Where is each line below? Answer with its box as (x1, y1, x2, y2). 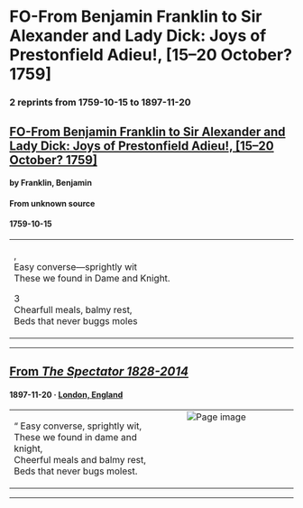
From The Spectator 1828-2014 (9, 364, 189, 380)
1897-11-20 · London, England (9, 389, 124, 400)
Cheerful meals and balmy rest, (14, 454, 147, 466)
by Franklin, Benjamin (9, 178, 93, 189)
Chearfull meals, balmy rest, (14, 303, 133, 316)
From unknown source (9, 198, 96, 208)
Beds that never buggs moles (14, 314, 138, 327)
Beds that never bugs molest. (14, 465, 138, 477)
